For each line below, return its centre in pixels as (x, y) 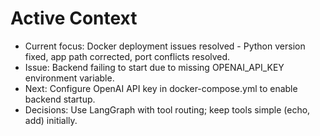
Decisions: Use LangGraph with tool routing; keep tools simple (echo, (167, 109)
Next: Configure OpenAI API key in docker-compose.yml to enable (161, 88)
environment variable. (69, 78)
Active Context (74, 18)
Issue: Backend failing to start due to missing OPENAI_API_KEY (154, 67)
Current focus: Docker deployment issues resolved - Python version (165, 46)
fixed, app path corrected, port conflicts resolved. (127, 56)
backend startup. (60, 99)
